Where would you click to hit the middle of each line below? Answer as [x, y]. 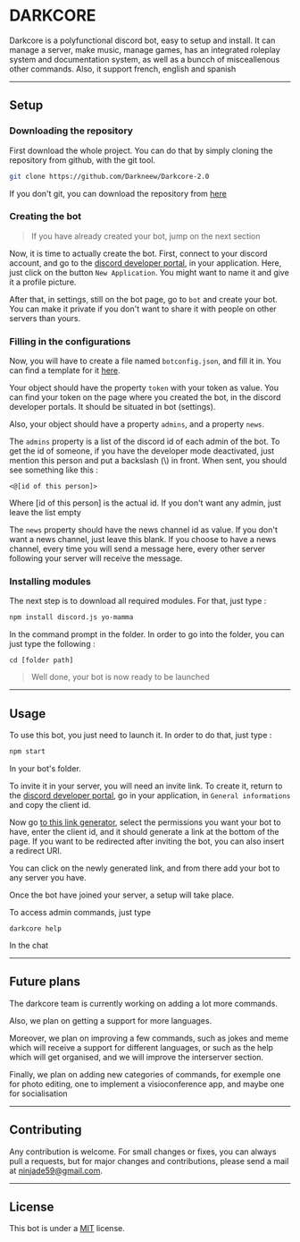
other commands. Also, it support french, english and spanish [123, 69]
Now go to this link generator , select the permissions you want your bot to [145, 822]
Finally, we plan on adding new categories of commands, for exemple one [145, 1074]
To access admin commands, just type [80, 912]
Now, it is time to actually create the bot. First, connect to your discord [138, 253]
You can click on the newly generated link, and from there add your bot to [145, 868]
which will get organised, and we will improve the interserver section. [137, 1057]
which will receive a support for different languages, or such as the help [142, 1047]
